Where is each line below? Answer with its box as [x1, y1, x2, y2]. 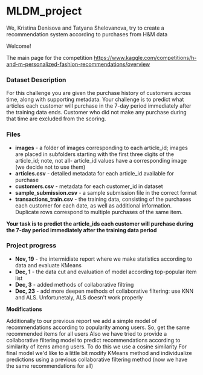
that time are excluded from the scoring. [6, 115, 106, 122]
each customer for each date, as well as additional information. [14, 201, 172, 209]
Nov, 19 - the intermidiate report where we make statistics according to [14, 255, 192, 262]
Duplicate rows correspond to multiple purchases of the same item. [14, 208, 183, 215]
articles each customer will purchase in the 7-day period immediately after [6, 102, 192, 109]
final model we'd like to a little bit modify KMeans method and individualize [6, 349, 192, 356]
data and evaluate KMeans [14, 261, 82, 269]
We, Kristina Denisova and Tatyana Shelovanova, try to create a [6, 24, 164, 31]
